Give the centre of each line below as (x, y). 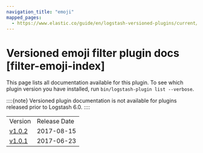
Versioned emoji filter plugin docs (93, 53)
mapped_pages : (24, 18)
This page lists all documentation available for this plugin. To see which (95, 83)
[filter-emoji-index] (56, 66)
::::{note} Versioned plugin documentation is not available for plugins (92, 101)
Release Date (55, 122)
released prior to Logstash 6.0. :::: (48, 107)
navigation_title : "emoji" (40, 12)
